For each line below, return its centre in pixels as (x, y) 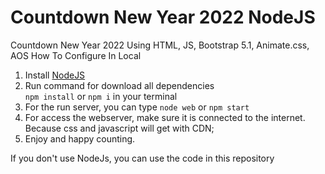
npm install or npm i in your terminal (101, 96)
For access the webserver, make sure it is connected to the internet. (165, 117)
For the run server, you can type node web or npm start (137, 107)
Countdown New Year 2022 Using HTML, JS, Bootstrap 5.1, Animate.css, (160, 45)
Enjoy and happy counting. (80, 138)
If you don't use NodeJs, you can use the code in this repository (142, 158)
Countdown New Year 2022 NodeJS (163, 17)
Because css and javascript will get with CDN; (119, 128)
